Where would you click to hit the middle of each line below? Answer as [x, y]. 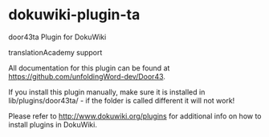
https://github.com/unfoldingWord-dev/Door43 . [87, 76]
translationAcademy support [55, 52]
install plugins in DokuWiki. [53, 124]
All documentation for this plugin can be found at [89, 68]
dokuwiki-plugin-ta [74, 15]
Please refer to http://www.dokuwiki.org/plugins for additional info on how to [135, 116]
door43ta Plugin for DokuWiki [57, 37]
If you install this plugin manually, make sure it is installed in [107, 92]
